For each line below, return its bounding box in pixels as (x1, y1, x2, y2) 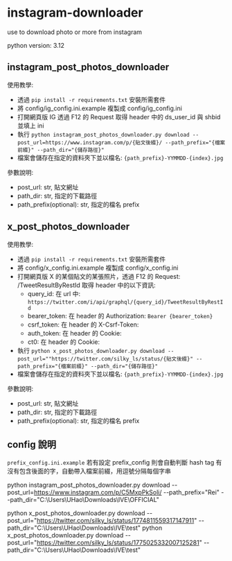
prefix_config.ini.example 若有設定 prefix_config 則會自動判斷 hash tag (7, 458, 215, 467)
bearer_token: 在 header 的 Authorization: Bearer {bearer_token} (27, 311, 213, 320)
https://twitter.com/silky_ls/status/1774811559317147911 (37, 517, 195, 525)
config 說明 (7, 438, 57, 450)
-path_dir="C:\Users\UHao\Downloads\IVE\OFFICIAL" (7, 496, 159, 504)
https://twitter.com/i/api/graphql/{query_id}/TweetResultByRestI (27, 298, 224, 306)
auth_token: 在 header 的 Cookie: (27, 329, 123, 337)
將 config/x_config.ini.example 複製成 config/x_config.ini (17, 264, 179, 272)
